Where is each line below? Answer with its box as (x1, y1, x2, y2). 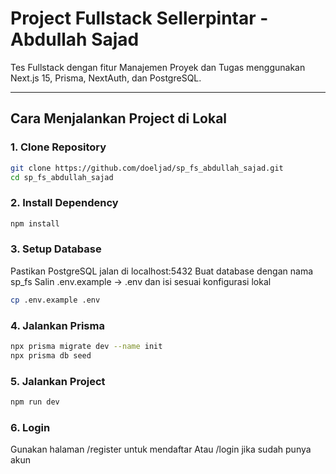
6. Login (10, 420, 51, 434)
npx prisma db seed (10, 350, 92, 361)
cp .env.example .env (10, 295, 101, 305)
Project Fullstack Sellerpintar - (10, 7, 269, 30)
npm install (10, 218, 60, 229)
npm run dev (10, 397, 60, 407)
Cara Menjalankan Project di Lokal (10, 110, 228, 127)
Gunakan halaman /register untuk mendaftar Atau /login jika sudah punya (10, 443, 312, 456)
